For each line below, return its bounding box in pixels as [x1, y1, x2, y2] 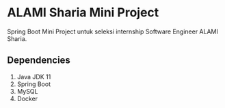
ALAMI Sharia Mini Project [7, 5, 159, 21]
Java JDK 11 [16, 72, 51, 81]
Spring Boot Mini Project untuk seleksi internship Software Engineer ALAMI [7, 27, 219, 36]
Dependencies [7, 55, 70, 66]
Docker [16, 94, 38, 103]
